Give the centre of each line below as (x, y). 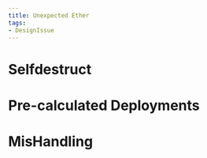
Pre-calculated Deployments (104, 105)
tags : (17, 23)
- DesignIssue (31, 30)
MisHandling (50, 141)
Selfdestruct (50, 69)
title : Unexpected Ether (49, 15)
